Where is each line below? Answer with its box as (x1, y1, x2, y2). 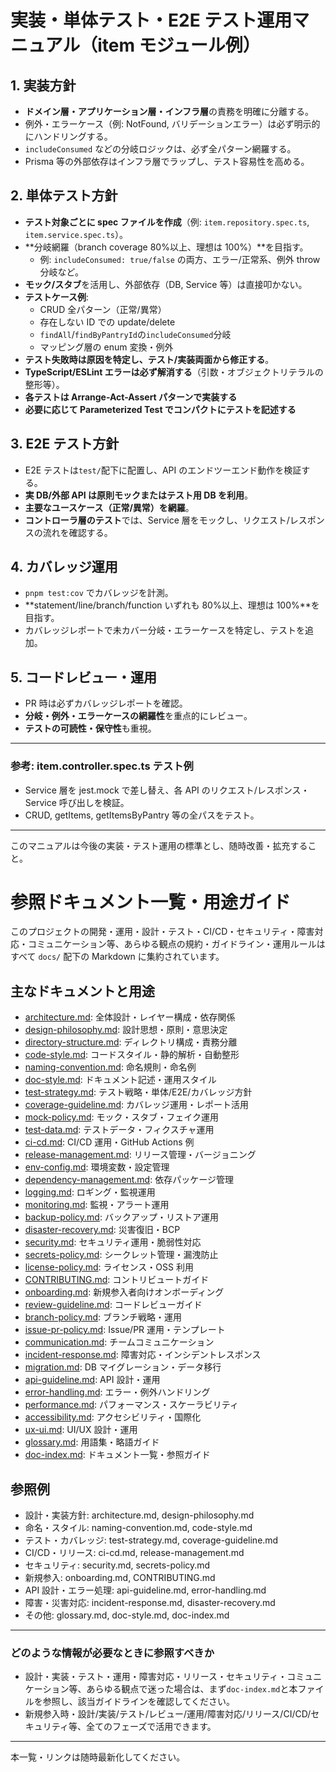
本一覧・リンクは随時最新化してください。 (10, 1751, 186, 1763)
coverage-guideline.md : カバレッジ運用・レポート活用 (24, 1099, 250, 1111)
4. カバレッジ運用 (10, 559, 118, 576)
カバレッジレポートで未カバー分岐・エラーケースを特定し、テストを (24, 624, 306, 636)
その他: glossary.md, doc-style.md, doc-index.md (24, 1609, 230, 1621)
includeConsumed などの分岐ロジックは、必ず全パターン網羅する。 (24, 143, 297, 155)
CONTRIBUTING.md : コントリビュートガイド (24, 1274, 210, 1286)
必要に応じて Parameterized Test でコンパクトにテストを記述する (24, 403, 297, 415)
